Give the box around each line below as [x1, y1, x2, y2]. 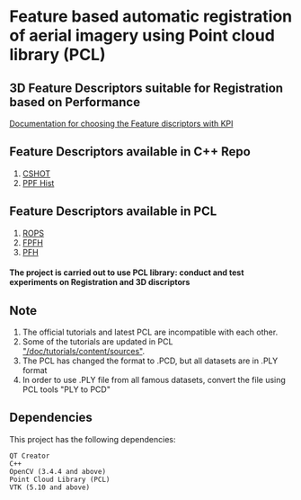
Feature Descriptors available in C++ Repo [9, 144, 252, 159]
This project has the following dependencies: [9, 433, 176, 444]
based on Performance [9, 94, 141, 110]
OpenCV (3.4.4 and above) [9, 467, 106, 476]
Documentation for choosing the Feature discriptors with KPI [9, 119, 234, 129]
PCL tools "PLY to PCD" [22, 384, 111, 395]
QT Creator [9, 451, 50, 460]
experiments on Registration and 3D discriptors [9, 277, 190, 288]
